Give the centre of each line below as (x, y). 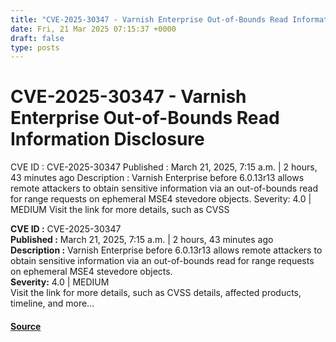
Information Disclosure (107, 139)
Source (26, 326)
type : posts (35, 47)
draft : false (37, 38)
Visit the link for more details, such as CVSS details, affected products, (156, 293)
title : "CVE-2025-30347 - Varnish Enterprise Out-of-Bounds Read (149, 19)
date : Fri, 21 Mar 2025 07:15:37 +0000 (93, 29)
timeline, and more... (52, 303)
